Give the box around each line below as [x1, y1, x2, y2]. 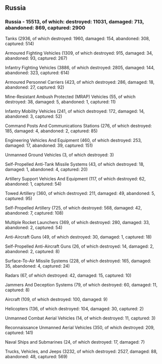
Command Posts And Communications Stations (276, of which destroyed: [5, 123, 152, 128]
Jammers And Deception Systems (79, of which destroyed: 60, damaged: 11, [5, 282, 158, 287]
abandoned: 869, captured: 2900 [5, 24, 86, 31]
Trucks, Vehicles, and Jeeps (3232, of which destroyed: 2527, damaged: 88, [5, 348, 158, 354]
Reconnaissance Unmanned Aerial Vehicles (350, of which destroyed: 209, [5, 324, 155, 330]
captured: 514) [5, 41, 34, 47]
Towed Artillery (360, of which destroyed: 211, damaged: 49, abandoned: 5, [5, 190, 155, 196]
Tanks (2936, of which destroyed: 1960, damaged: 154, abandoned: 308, [5, 35, 150, 41]
